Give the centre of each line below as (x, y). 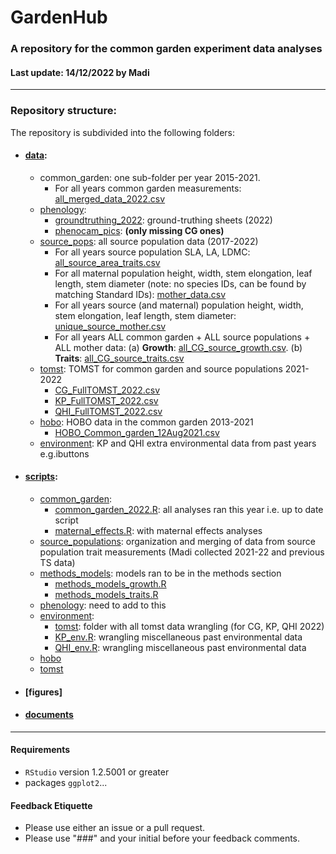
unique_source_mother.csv (110, 326)
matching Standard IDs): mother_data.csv (140, 294)
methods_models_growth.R (110, 584)
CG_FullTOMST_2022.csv (107, 390)
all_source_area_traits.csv (107, 262)
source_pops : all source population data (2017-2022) (149, 241)
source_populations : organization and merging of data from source (177, 542)
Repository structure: (64, 111)
